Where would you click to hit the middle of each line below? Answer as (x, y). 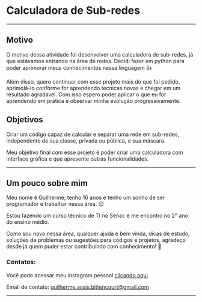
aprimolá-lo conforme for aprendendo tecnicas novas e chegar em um (93, 88)
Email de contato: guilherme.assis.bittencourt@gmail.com (78, 287)
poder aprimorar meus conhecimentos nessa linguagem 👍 (79, 67)
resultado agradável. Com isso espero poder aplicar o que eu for (86, 94)
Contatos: (21, 262)
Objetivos (25, 120)
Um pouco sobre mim (47, 183)
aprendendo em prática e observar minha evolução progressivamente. (93, 100)
